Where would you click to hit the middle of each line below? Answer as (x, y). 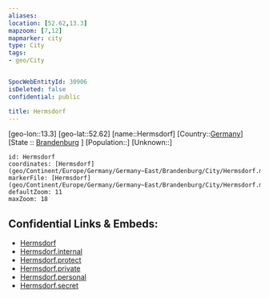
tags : (17, 53)
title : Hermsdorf (37, 111)
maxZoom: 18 (28, 199)
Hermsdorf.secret (49, 286)
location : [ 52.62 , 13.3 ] (48, 23)
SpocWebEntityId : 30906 (48, 82)
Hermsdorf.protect (50, 260)
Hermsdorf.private (50, 268)
